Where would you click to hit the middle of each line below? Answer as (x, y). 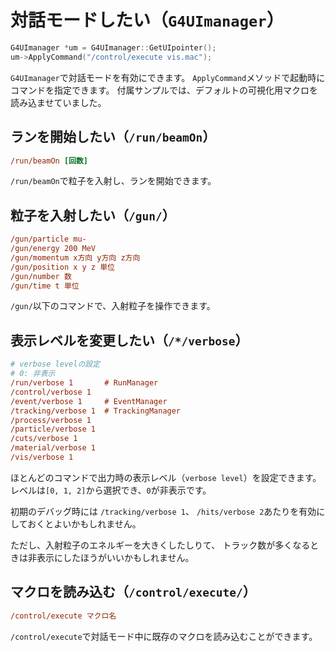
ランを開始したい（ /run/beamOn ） (113, 137)
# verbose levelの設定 (55, 364)
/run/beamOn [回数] (49, 161)
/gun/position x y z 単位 (62, 267)
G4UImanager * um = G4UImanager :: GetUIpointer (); (113, 47)
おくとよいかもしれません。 (84, 523)
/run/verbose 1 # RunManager (84, 383)
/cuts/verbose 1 (44, 439)
